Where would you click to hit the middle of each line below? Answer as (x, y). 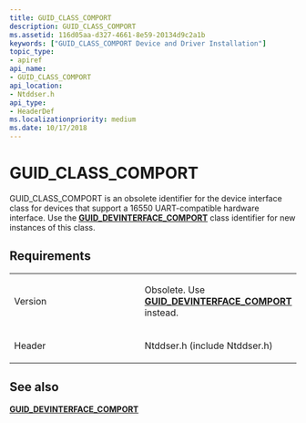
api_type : (28, 103)
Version (31, 301)
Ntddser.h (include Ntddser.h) (209, 346)
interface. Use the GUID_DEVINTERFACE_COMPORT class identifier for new (153, 217)
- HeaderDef (32, 111)
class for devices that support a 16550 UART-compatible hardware (134, 208)
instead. (162, 313)
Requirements (50, 256)
